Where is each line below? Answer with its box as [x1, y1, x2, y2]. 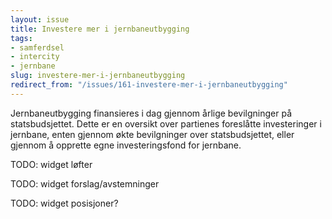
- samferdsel [10, 42, 65, 53]
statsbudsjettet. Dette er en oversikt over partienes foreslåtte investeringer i [10, 117, 322, 130]
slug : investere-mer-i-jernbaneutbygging [10, 71, 186, 81]
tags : [10, 33, 33, 43]
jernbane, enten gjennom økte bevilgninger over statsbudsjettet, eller [10, 128, 295, 140]
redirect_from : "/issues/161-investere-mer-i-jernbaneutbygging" [10, 80, 288, 90]
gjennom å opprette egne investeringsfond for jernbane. [10, 139, 242, 151]
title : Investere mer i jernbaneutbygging [10, 24, 190, 34]
